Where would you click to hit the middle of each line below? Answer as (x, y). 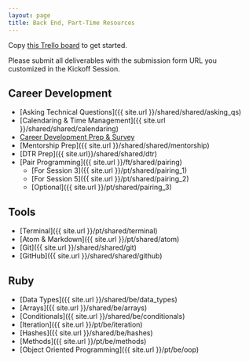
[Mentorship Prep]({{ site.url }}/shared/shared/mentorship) (114, 145)
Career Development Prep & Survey (77, 137)
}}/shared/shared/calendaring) (69, 129)
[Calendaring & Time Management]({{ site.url (92, 121)
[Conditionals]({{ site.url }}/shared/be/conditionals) (102, 316)
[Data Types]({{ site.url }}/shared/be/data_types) (99, 299)
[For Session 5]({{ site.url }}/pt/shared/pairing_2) (110, 179)
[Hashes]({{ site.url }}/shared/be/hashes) (86, 333)
